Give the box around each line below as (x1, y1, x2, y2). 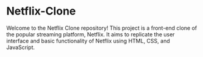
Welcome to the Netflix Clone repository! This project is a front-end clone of (6, 24, 198, 32)
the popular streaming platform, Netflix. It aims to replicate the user (6, 30, 175, 38)
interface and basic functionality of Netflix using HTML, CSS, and (6, 37, 170, 44)
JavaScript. (6, 44, 35, 51)
